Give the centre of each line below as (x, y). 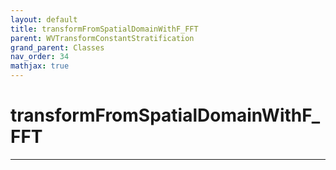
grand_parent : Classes (57, 47)
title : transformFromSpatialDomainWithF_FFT (104, 29)
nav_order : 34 (40, 57)
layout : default (44, 19)
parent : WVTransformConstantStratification (102, 38)
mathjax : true (40, 66)
